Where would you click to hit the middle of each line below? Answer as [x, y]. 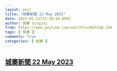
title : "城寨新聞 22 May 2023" [35, 14]
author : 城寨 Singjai [26, 23]
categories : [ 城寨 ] [26, 41]
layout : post [18, 9]
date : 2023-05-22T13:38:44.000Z [38, 18]
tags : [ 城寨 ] [20, 32]
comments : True [20, 37]
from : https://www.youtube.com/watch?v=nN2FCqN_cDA [58, 28]
